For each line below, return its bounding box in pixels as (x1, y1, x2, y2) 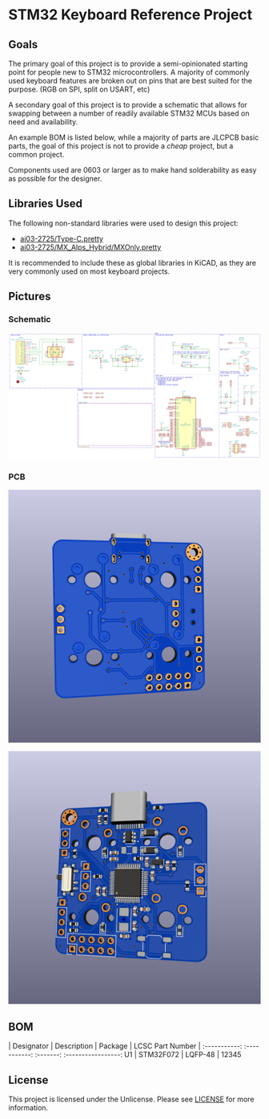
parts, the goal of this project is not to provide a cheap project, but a (8, 141, 234, 150)
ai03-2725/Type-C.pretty (19, 234, 104, 243)
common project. (8, 150, 65, 159)
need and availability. (8, 117, 78, 126)
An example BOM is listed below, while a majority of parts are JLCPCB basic (8, 132, 259, 142)
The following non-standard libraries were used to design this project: (8, 218, 239, 228)
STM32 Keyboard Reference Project (8, 6, 253, 24)
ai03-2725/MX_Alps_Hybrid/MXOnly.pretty (19, 242, 162, 252)
